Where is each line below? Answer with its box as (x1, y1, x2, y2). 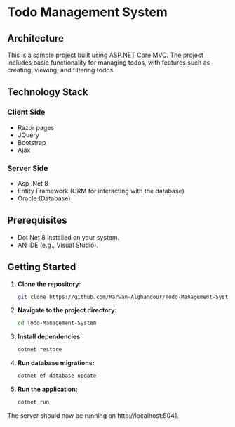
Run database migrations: (17, 359, 95, 367)
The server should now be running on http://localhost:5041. (7, 411, 179, 419)
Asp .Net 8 (17, 179, 49, 187)
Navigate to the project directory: (17, 306, 117, 314)
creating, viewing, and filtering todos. (7, 66, 116, 74)
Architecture (7, 32, 65, 44)
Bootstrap (17, 138, 46, 146)
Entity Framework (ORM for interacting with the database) (17, 186, 184, 195)
